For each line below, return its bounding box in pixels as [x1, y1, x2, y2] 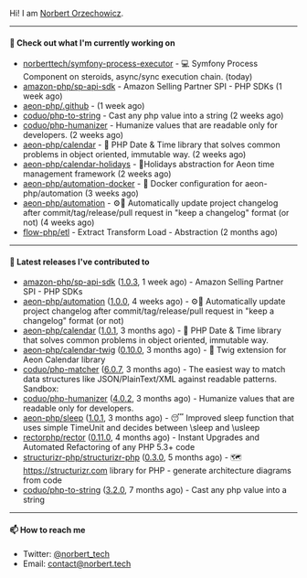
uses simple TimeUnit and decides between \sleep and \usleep [22, 423, 260, 433]
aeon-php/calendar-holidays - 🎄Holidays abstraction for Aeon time [22, 159, 275, 170]
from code [22, 475, 62, 486]
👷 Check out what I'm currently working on [9, 37, 175, 48]
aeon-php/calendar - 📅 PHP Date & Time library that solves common [22, 139, 281, 150]
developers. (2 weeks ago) [22, 130, 124, 141]
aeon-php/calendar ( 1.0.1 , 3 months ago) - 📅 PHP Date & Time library [22, 325, 281, 337]
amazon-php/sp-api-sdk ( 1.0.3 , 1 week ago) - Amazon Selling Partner [22, 276, 284, 287]
